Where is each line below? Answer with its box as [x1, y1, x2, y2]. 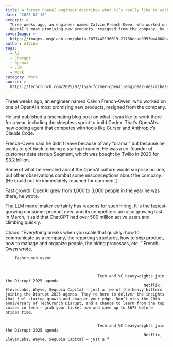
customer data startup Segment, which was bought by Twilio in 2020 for [5, 151, 159, 157]
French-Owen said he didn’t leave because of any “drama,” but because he [5, 140, 165, 146]
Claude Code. [5, 130, 34, 136]
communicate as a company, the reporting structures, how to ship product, [5, 235, 164, 241]
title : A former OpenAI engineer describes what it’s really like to [5, 7, 158, 13]
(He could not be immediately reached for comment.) [5, 177, 118, 183]
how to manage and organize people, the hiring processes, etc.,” [5, 240, 143, 246]
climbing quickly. [5, 219, 41, 225]
